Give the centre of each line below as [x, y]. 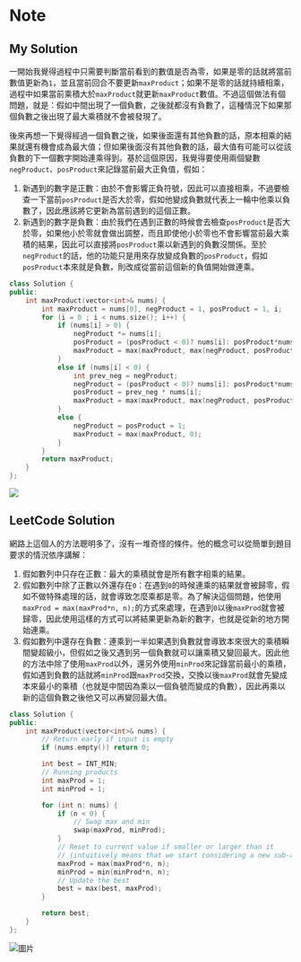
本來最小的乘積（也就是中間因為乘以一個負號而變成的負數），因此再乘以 [154, 686]
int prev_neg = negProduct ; [125, 375]
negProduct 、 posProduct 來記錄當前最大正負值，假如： [108, 169]
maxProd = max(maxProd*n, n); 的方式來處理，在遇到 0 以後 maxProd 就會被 [153, 607]
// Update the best [93, 880]
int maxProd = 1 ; [73, 781]
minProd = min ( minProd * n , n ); [113, 872]
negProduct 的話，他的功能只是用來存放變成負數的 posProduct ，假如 [145, 256]
